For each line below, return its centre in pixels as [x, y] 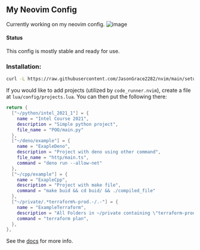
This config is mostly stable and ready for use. [63, 51]
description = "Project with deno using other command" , [89, 152]
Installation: [24, 66]
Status [15, 38]
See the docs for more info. [40, 241]
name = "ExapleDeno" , [43, 146]
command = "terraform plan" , [53, 218]
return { [17, 108]
